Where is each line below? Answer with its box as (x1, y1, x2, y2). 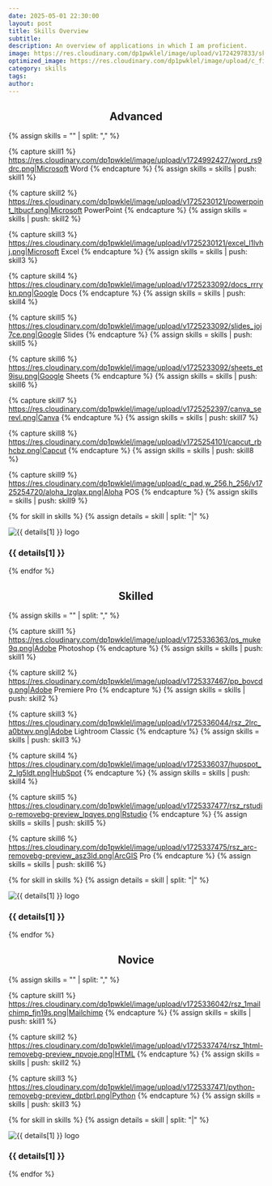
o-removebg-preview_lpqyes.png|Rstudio (8, 810, 148, 819)
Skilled (118, 589, 154, 603)
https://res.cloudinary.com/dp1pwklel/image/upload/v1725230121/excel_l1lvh (8, 238, 264, 248)
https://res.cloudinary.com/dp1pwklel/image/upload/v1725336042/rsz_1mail (8, 999, 261, 1009)
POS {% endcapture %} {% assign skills (124, 487, 258, 497)
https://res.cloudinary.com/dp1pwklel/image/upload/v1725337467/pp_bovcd (8, 677, 263, 687)
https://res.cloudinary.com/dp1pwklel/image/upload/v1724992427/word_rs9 (8, 155, 262, 165)
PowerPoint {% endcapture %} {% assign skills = (83, 206, 248, 215)
